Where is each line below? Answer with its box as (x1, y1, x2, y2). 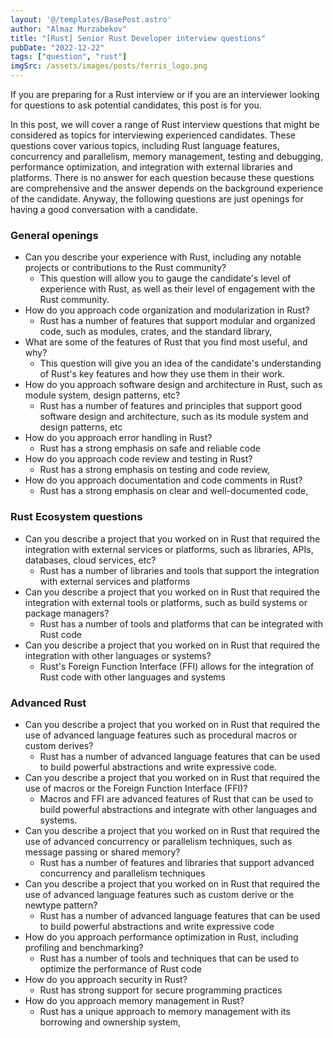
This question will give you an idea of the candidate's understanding (39, 357, 322, 370)
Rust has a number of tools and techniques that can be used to (39, 952, 300, 964)
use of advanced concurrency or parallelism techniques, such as (24, 835, 293, 847)
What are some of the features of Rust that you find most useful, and (24, 336, 308, 348)
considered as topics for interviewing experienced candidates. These (10, 129, 296, 141)
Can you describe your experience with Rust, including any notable (24, 251, 302, 263)
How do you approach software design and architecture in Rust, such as (24, 379, 323, 391)
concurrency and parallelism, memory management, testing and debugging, (10, 151, 324, 162)
